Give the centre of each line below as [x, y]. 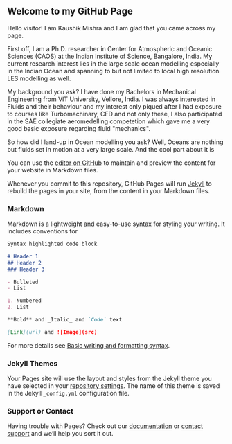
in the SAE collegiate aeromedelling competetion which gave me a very [108, 121]
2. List [18, 308]
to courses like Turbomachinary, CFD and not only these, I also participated [115, 114]
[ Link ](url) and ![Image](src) [52, 332]
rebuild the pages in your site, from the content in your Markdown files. [108, 190]
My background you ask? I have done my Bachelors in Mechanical [101, 91]
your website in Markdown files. [53, 170]
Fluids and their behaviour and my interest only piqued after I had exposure [114, 106]
